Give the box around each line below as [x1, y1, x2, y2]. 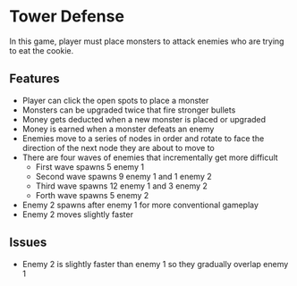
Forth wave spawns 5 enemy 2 [35, 189, 149, 200]
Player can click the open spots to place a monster [21, 95, 209, 105]
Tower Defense [9, 6, 125, 27]
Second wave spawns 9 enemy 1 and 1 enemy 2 [35, 171, 212, 181]
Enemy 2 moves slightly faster [21, 208, 134, 220]
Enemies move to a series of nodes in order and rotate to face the [21, 132, 265, 144]
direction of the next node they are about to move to [21, 142, 215, 153]
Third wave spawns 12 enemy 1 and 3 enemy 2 [35, 181, 208, 191]
